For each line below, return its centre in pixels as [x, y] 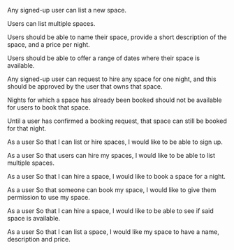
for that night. [27, 128]
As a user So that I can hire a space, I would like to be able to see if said [111, 211]
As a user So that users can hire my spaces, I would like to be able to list [111, 155]
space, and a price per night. [49, 44]
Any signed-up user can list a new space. [67, 10]
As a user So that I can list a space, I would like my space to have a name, [114, 232]
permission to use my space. [49, 197]
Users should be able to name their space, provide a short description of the [117, 37]
